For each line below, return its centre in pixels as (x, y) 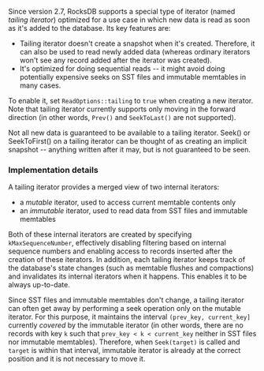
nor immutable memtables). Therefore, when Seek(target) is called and (124, 342)
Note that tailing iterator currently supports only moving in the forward (122, 109)
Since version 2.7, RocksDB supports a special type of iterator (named (122, 11)
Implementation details (53, 170)
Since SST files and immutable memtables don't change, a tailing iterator (126, 300)
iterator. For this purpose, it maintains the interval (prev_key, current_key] (129, 317)
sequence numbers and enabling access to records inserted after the (121, 251)
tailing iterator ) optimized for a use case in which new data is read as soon (129, 20)
